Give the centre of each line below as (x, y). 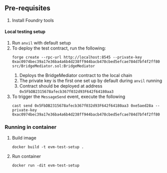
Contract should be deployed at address (61, 86)
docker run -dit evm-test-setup (45, 165)
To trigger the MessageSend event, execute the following (68, 96)
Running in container (31, 127)
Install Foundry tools (33, 20)
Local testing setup (25, 31)
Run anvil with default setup (41, 43)
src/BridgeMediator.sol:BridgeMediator (53, 66)
